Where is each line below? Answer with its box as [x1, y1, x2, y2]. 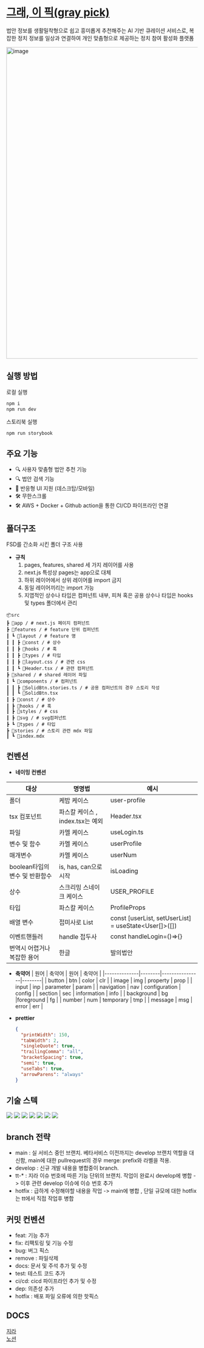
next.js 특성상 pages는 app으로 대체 [24, 569, 111, 576]
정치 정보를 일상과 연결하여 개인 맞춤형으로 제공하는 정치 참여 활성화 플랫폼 [17, 34, 194, 41]
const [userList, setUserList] [110, 914, 192, 922]
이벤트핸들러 [9, 932, 44, 941]
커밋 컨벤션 [6, 1214, 46, 1224]
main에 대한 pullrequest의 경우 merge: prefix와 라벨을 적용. [28, 1157, 171, 1164]
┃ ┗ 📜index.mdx [6, 733, 45, 739]
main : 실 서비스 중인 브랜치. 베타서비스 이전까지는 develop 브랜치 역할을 [15, 1149, 188, 1157]
